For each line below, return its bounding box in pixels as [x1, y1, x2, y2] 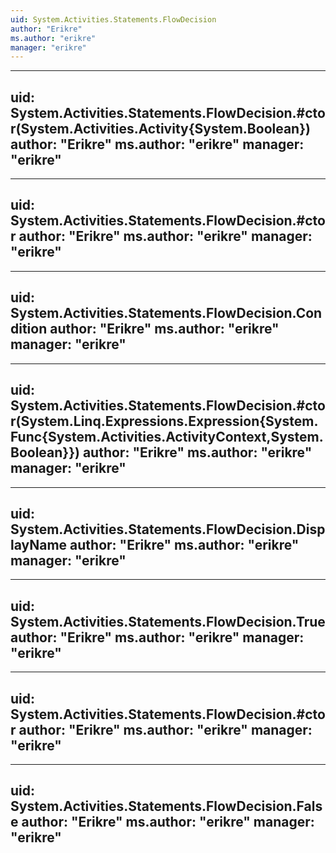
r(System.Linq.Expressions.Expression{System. [10, 413, 319, 430]
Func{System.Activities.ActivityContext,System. [10, 429, 324, 446]
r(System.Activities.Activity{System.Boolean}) [10, 120, 311, 137]
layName [10, 536, 68, 553]
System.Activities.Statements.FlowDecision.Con [10, 305, 323, 322]
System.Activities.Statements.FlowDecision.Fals [10, 798, 323, 815]
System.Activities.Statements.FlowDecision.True [10, 613, 326, 630]
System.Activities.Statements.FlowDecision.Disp [10, 521, 326, 538]
